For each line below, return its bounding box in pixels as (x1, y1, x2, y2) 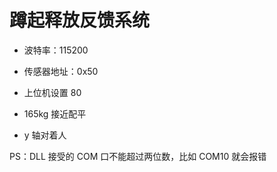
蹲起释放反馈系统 (9, 9, 151, 32)
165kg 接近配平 (23, 107, 87, 120)
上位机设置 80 (23, 86, 82, 98)
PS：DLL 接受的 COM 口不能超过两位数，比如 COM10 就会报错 (9, 150, 267, 162)
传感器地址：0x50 (23, 65, 99, 77)
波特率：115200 (23, 44, 89, 56)
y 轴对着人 (23, 129, 67, 141)
